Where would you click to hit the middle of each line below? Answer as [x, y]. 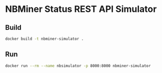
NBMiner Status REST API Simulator [81, 9]
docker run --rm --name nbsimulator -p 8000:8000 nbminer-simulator [78, 66]
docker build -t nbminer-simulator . [44, 39]
